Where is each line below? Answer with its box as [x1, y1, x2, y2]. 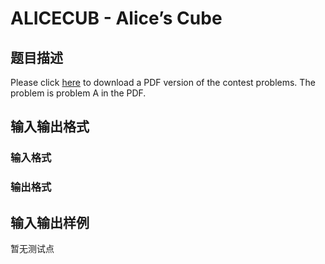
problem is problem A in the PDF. [10, 87, 147, 99]
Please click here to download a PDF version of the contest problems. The [10, 77, 316, 88]
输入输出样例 [10, 214, 90, 231]
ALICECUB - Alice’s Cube [10, 7, 223, 30]
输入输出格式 [10, 118, 90, 136]
